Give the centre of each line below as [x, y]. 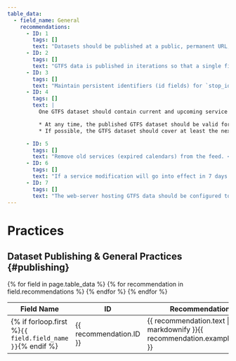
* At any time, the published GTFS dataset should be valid [128, 124]
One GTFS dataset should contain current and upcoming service [133, 112]
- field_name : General [47, 20]
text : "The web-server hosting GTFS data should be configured [127, 196]
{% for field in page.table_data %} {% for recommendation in [96, 284]
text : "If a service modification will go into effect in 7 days [130, 176]
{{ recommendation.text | [188, 321]
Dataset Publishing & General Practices [95, 256]
